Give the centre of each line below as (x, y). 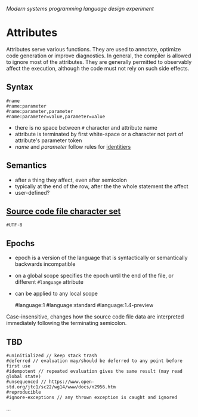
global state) (24, 376)
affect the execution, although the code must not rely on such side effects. (98, 68)
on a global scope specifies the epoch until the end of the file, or (94, 276)
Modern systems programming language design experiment (80, 9)
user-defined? (32, 192)
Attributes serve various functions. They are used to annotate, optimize (94, 49)
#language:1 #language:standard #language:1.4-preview (84, 305)
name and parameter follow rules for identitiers (73, 146)
